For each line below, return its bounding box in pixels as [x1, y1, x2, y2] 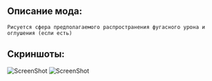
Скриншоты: [7, 48, 65, 60]
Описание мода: [7, 5, 83, 17]
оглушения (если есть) [7, 30, 73, 36]
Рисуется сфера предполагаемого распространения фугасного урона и [7, 23, 206, 30]
